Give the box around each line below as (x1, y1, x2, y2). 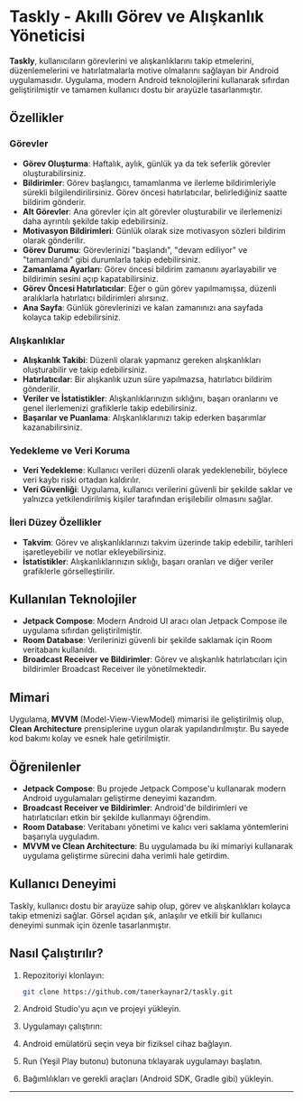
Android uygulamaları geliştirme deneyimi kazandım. (22, 792, 217, 803)
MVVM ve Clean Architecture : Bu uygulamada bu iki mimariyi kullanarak (22, 840, 293, 851)
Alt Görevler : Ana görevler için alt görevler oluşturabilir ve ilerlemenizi (22, 206, 282, 217)
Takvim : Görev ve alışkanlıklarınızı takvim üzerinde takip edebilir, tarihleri (22, 537, 294, 547)
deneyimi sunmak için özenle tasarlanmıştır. (9, 919, 171, 930)
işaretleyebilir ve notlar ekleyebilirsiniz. (22, 546, 167, 557)
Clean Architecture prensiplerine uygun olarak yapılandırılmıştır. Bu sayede (9, 723, 289, 734)
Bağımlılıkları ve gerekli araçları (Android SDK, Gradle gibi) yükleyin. (22, 1073, 274, 1085)
